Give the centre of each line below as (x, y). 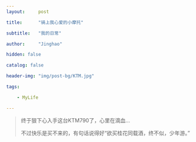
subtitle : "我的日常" (34, 33)
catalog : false (25, 65)
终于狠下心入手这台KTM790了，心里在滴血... (75, 120)
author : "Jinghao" (34, 44)
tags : (13, 87)
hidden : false (24, 55)
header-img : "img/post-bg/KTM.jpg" (50, 76)
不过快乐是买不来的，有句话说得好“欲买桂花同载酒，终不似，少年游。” (105, 133)
